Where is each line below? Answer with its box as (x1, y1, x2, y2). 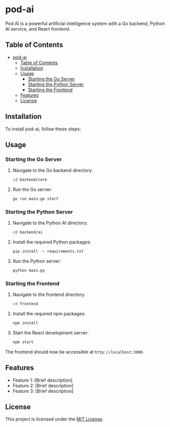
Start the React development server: (12, 330, 89, 336)
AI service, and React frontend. (5, 25, 71, 32)
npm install (12, 321, 38, 326)
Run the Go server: (12, 186, 52, 193)
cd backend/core (12, 177, 47, 182)
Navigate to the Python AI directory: (12, 220, 88, 226)
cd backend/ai (12, 230, 43, 235)
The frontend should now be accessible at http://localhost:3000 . (5, 349, 144, 355)
